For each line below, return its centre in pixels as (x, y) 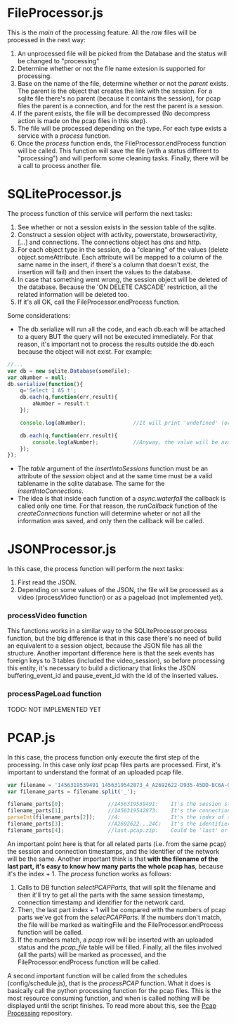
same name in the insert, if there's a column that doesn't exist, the (113, 264)
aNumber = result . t (61, 404)
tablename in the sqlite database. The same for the (91, 484)
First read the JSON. (47, 582)
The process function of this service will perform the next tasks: (100, 213)
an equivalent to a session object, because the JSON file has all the (105, 646)
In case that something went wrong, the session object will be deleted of (123, 279)
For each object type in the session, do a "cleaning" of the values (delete (123, 249)
